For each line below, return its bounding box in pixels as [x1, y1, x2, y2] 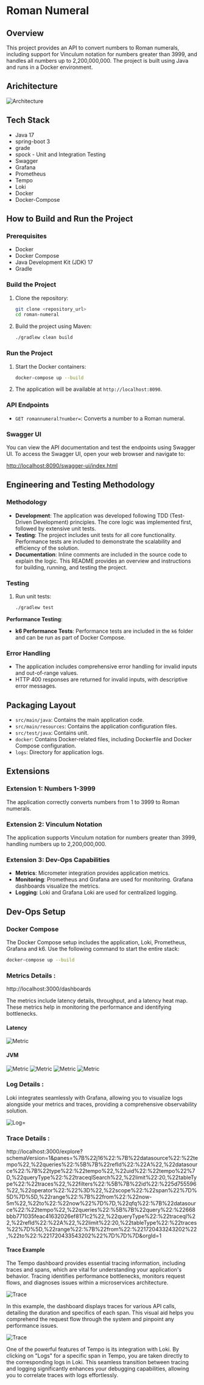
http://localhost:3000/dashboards [6, 985, 91, 992]
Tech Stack [6, 115, 50, 126]
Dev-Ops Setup [6, 906, 66, 917]
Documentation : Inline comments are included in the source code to [15, 550, 188, 558]
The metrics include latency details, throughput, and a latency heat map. [6, 997, 188, 1005]
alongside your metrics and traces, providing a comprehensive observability [6, 1100, 197, 1108]
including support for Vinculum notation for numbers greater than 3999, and [6, 51, 197, 58]
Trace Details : [6, 1134, 50, 1142]
